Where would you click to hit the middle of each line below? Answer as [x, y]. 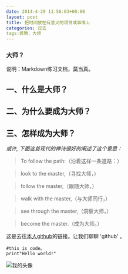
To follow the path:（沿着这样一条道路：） [71, 161]
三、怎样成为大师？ [41, 133]
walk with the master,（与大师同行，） [65, 199]
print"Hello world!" [31, 254]
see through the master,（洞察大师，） [66, 211]
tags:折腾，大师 [24, 34]
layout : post [22, 17]
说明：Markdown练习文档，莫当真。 [50, 69]
